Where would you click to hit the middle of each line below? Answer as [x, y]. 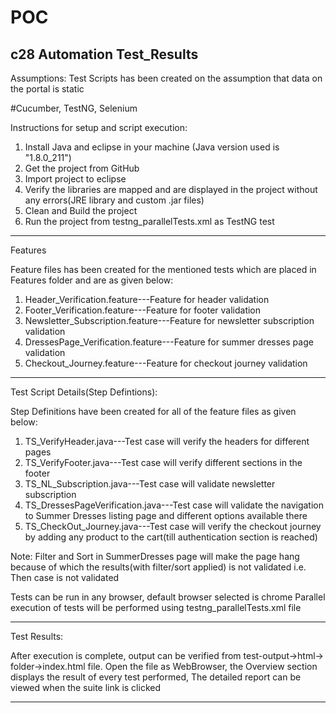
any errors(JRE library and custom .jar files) [114, 200]
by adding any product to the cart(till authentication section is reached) [171, 537]
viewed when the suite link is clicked [85, 687]
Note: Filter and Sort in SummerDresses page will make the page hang [155, 556]
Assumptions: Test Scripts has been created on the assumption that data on [166, 78]
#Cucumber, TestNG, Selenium [74, 108]
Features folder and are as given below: [92, 280]
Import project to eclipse [75, 179]
